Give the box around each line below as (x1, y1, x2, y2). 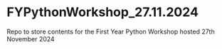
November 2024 (6, 34, 55, 43)
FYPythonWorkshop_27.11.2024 (6, 4, 199, 20)
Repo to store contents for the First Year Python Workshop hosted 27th (6, 27, 215, 36)
